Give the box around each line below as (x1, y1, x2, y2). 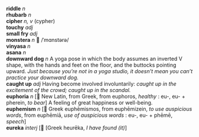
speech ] (6, 118, 27, 125)
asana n (6, 49, 27, 56)
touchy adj (6, 24, 33, 31)
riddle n (6, 5, 25, 12)
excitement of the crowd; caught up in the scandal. (6, 87, 131, 93)
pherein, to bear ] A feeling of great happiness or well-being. (6, 99, 153, 106)
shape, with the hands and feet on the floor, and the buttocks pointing (6, 61, 176, 68)
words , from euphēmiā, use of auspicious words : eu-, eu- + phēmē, (6, 112, 173, 119)
